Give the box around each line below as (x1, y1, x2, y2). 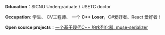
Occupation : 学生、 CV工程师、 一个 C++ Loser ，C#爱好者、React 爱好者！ (5, 14, 162, 20)
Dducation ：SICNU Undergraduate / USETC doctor (5, 4, 111, 9)
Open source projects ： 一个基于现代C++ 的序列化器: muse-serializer (5, 24, 148, 30)
